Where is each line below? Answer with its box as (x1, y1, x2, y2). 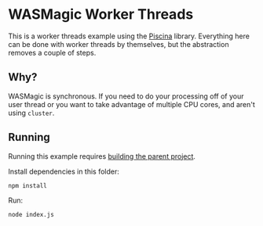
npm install (8, 181, 47, 189)
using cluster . (8, 108, 55, 117)
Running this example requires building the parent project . (8, 151, 196, 161)
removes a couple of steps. (8, 48, 97, 57)
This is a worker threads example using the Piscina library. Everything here (8, 31, 250, 41)
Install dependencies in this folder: (8, 167, 120, 176)
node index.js (8, 211, 55, 219)
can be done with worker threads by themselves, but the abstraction (8, 39, 229, 48)
